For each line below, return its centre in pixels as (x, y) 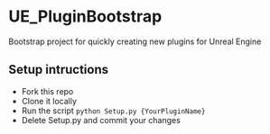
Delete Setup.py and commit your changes (101, 120)
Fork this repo (47, 91)
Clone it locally (49, 101)
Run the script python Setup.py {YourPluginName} (113, 111)
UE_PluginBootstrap (85, 17)
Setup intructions (59, 70)
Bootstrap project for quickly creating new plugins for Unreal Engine (135, 41)
